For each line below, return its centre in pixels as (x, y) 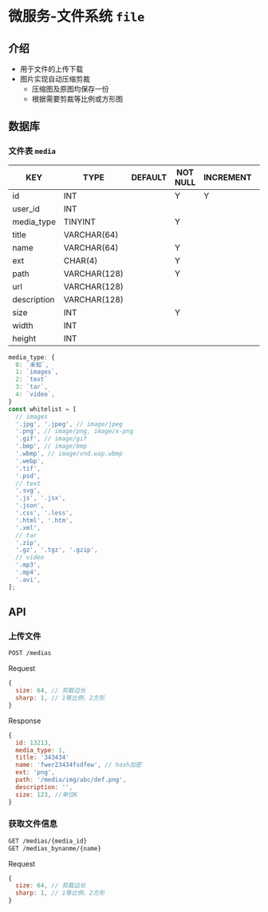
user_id (26, 208)
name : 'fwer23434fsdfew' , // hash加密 (79, 765)
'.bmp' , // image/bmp (51, 446)
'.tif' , (28, 468)
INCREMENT (227, 177)
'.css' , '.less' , (44, 513)
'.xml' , (28, 527)
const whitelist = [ (43, 409)
